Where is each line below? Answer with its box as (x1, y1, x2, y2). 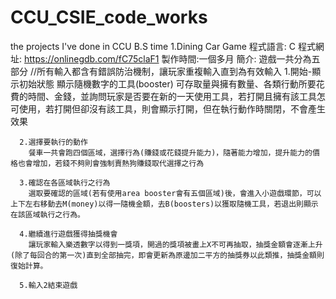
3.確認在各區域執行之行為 (19, 177, 111, 188)
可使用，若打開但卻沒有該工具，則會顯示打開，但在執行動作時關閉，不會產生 (10, 102, 326, 115)
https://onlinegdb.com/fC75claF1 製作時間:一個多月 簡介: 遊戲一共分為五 (23, 52, 321, 65)
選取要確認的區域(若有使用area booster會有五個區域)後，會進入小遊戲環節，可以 (28, 188, 322, 198)
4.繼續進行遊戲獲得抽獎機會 (19, 229, 118, 239)
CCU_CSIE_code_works (10, 6, 208, 29)
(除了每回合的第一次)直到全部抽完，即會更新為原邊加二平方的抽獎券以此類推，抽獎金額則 (10, 250, 325, 260)
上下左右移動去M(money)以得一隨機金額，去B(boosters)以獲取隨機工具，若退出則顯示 (10, 199, 319, 209)
